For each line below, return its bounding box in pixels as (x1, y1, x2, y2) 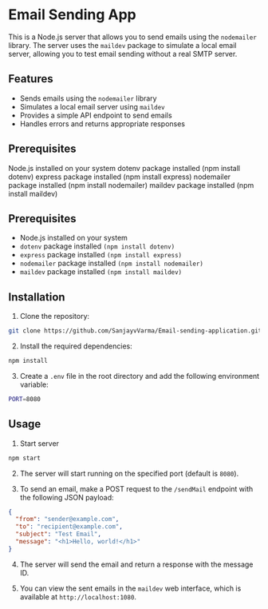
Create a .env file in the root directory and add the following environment (19, 371, 260, 380)
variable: (19, 380, 49, 389)
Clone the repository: (19, 312, 90, 321)
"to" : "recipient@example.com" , (15, 523, 124, 531)
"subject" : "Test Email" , (15, 530, 102, 539)
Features (8, 72, 53, 86)
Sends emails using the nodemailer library (19, 94, 157, 103)
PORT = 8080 (8, 395, 41, 403)
